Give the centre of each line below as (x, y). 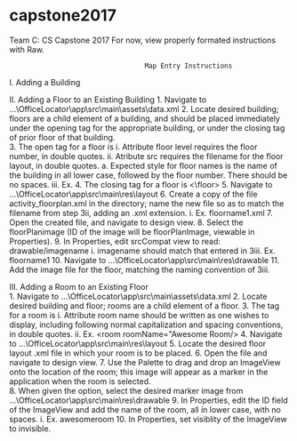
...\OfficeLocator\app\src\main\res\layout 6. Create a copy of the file (133, 194)
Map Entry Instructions (189, 66)
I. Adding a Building (45, 82)
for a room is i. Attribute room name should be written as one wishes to (139, 315)
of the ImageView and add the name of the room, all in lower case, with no (145, 409)
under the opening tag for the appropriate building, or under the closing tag (147, 128)
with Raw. (27, 49)
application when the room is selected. (80, 381)
